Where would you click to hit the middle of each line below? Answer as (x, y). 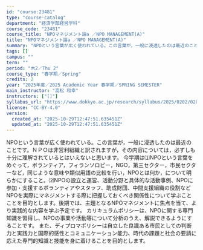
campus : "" (20, 57)
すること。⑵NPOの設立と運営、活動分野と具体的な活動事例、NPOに (108, 180)
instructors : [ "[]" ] (32, 96)
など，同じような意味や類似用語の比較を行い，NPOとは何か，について (99, 173)
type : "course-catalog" (36, 18)
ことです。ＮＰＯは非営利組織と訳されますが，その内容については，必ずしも (101, 150)
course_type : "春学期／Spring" (44, 74)
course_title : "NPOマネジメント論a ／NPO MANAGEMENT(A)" (76, 35)
